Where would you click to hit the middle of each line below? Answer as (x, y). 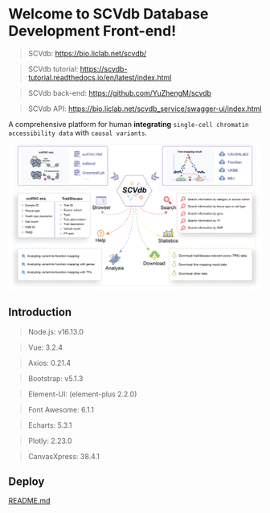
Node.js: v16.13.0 (56, 331)
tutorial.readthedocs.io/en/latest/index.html (100, 77)
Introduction (40, 312)
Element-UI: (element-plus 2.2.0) (82, 394)
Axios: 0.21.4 (49, 363)
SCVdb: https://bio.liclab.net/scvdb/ (87, 53)
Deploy (27, 482)
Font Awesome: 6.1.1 (61, 409)
